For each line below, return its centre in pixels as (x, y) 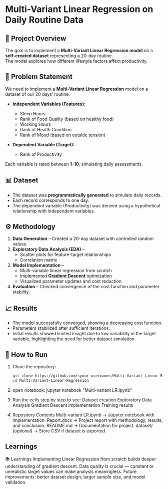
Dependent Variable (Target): (43, 144)
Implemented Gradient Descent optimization (66, 276)
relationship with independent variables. (53, 211)
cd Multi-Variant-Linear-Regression (50, 380)
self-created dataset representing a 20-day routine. (59, 56)
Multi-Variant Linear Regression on (79, 9)
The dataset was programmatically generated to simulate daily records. (87, 195)
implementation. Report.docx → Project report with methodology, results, (87, 420)
